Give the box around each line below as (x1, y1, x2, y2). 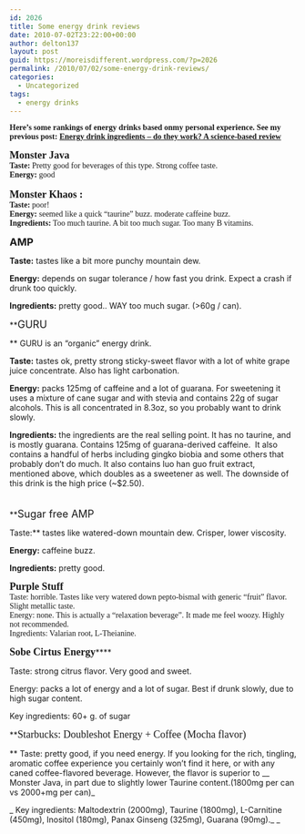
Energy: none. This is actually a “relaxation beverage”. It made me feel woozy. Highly (9, 611, 285, 620)
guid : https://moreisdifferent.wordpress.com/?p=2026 (9, 56, 219, 65)
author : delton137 (9, 38, 79, 48)
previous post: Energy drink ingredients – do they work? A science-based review (9, 132, 282, 142)
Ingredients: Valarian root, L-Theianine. (9, 629, 137, 638)
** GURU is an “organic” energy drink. (9, 338, 152, 349)
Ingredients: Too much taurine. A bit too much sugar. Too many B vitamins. (9, 219, 254, 229)
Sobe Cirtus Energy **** (9, 646, 112, 658)
